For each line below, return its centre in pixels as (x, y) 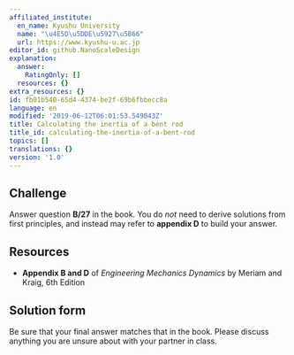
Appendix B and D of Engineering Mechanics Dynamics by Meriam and (152, 273)
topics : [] (29, 141)
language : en (33, 108)
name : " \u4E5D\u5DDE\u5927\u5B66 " (80, 34)
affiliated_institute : (51, 17)
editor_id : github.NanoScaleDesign (75, 50)
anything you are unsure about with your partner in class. (113, 341)
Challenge (38, 193)
